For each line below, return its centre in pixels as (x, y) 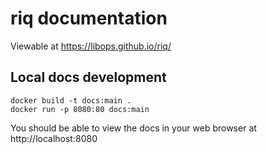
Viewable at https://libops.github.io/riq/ (91, 46)
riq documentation (89, 18)
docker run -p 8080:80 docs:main (80, 109)
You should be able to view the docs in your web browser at (133, 128)
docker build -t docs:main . (71, 100)
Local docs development (88, 77)
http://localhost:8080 (54, 138)
